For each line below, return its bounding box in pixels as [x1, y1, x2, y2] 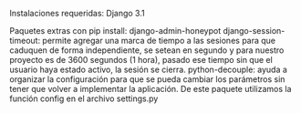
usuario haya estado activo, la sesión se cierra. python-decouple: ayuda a [9, 64, 287, 75]
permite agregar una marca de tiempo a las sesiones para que [42, 36, 276, 46]
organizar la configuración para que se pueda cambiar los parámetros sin [9, 74, 285, 85]
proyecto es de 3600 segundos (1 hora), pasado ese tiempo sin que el [9, 55, 274, 65]
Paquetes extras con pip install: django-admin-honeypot [9, 26, 222, 36]
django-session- [223, 26, 285, 36]
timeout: [9, 36, 41, 46]
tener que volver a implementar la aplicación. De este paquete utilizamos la [9, 84, 292, 94]
